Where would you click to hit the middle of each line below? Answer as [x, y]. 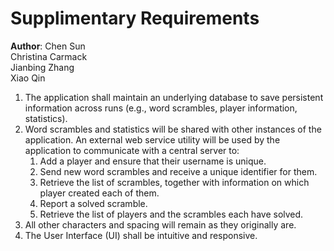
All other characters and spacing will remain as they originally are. [160, 224]
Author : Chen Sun [48, 46]
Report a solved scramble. [93, 203]
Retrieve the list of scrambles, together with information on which [174, 182]
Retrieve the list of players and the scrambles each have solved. [171, 214]
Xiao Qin [28, 78]
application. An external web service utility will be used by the [152, 139]
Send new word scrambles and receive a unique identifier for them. [178, 171]
